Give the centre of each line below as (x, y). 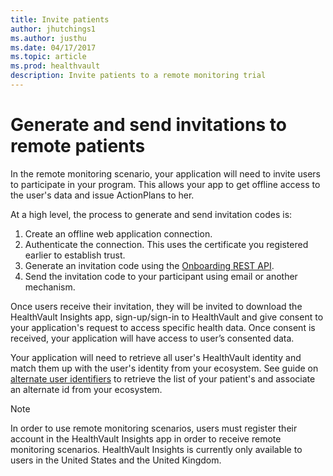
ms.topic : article (48, 57)
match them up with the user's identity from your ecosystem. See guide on (164, 368)
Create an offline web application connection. (118, 233)
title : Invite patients (60, 19)
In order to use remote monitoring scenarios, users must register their (154, 428)
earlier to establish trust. (75, 255)
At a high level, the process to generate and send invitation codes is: (151, 214)
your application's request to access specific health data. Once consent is (163, 327)
